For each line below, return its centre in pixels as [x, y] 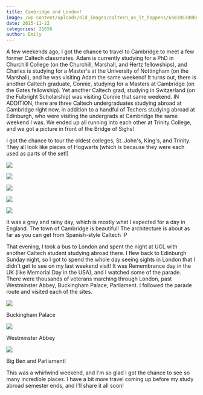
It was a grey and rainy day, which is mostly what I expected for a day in [96, 222]
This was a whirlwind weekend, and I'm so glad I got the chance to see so [98, 373]
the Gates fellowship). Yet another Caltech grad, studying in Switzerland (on [101, 90]
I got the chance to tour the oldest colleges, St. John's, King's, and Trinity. [98, 141]
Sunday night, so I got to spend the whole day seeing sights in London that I [101, 260]
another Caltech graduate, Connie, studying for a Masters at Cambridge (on [101, 84]
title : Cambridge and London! [44, 12]
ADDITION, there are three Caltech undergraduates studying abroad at [94, 103]
